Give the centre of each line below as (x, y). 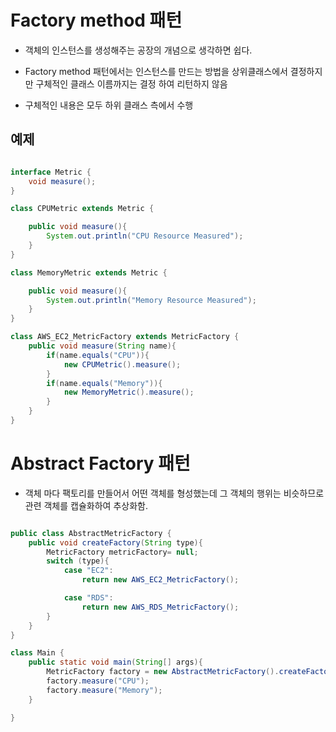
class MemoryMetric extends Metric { (89, 272)
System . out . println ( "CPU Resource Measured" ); (145, 236)
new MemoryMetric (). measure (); (129, 392)
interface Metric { (51, 172)
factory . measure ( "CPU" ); (98, 681)
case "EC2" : (88, 571)
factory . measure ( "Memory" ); (104, 690)
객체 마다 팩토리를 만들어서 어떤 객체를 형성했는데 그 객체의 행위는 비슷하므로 (174, 493)
